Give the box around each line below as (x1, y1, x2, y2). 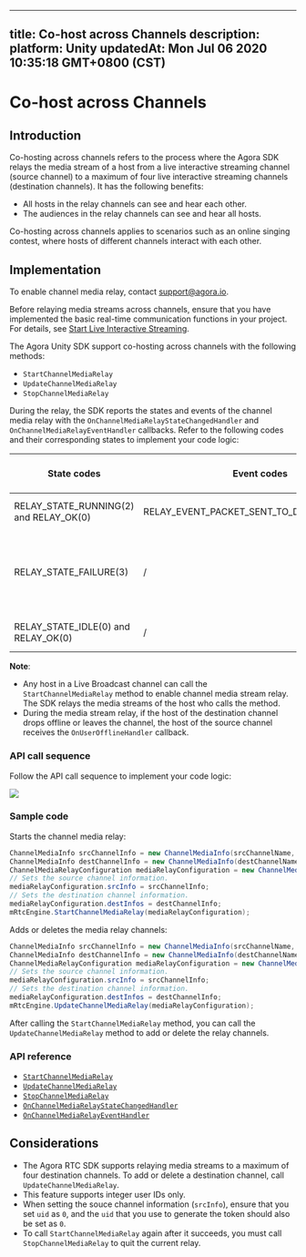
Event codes (231, 467, 289, 480)
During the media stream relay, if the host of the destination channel (22, 708, 279, 719)
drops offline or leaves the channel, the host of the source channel (22, 717, 273, 729)
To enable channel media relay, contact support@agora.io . (9, 286, 229, 297)
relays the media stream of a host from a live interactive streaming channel (9, 161, 290, 173)
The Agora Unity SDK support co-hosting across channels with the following (9, 341, 297, 352)
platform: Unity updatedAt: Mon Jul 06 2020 (9, 41, 268, 56)
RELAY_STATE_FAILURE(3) (14, 566, 129, 578)
